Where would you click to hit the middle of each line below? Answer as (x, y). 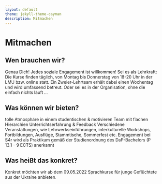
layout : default (21, 9)
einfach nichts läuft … (27, 92)
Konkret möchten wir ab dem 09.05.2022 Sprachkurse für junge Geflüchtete (81, 172)
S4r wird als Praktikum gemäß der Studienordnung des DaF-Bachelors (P (78, 140)
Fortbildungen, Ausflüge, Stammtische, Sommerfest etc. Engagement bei (78, 135)
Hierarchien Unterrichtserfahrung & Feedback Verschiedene (65, 124)
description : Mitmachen (29, 18)
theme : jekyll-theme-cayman (33, 14)
